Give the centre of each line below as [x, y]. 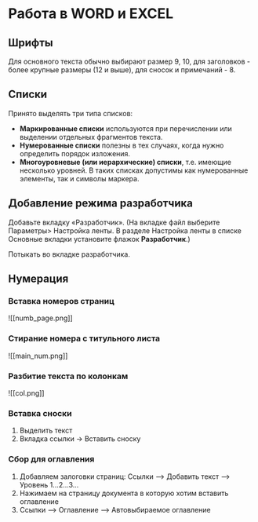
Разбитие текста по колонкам [68, 376]
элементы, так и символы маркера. [79, 178]
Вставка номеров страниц [62, 301]
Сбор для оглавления [51, 459]
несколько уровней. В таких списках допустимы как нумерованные [134, 170]
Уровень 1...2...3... [49, 484]
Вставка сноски [40, 413]
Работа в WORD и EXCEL [91, 14]
